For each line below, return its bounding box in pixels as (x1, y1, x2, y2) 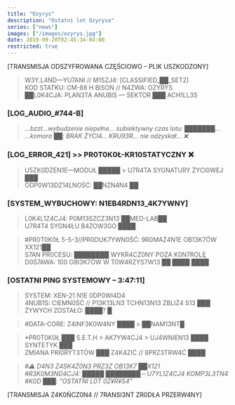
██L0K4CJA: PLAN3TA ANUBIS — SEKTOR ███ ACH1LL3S (24, 91, 198, 99)
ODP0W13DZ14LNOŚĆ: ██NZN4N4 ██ (24, 181, 139, 189)
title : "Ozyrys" (7, 10, 55, 18)
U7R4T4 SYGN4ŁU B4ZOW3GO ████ (24, 221, 136, 230)
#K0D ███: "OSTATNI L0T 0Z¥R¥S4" (24, 377, 133, 385)
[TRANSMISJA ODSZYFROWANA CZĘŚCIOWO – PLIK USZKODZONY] (7, 63, 209, 70)
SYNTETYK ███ (24, 341, 73, 349)
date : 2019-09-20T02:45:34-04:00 (7, 37, 105, 44)
